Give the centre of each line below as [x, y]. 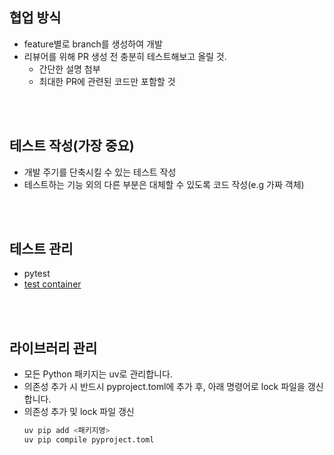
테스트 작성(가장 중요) [72, 146]
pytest [37, 274]
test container [52, 284]
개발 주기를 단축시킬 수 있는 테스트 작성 [100, 172]
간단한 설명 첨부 [69, 69]
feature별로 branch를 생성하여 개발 [93, 44]
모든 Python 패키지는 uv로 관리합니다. [98, 374]
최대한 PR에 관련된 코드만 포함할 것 [107, 81]
